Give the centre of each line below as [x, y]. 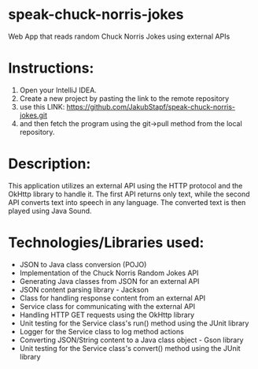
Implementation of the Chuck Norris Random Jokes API [109, 273]
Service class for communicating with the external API [107, 306]
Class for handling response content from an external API [112, 298]
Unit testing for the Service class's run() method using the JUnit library [134, 323]
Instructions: [51, 68]
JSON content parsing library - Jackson [84, 289]
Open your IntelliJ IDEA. [58, 90]
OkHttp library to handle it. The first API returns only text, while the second [129, 194]
